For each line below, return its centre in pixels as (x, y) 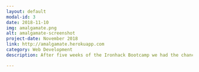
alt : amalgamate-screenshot (41, 33)
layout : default (26, 11)
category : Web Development (39, 50)
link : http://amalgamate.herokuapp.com (55, 44)
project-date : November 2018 (42, 39)
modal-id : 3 (21, 17)
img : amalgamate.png (32, 28)
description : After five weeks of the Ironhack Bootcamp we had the (92, 55)
